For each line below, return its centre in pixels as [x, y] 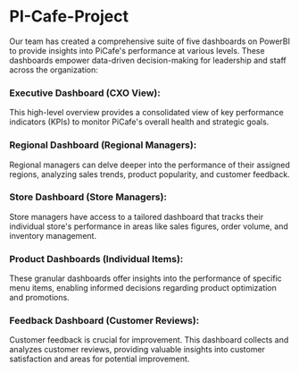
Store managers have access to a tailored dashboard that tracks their [137, 216]
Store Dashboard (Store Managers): [88, 197]
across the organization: [54, 70]
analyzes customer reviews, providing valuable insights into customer [137, 350]
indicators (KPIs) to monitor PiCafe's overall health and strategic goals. [139, 122]
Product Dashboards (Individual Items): [96, 259]
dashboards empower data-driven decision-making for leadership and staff [148, 60]
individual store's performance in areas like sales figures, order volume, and [149, 226]
